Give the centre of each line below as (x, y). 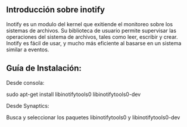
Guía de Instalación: (44, 68)
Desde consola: (25, 82)
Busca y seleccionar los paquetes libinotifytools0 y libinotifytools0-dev (93, 117)
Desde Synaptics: (28, 106)
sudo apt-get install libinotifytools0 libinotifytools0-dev (74, 94)
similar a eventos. (28, 49)
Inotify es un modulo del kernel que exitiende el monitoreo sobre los (90, 24)
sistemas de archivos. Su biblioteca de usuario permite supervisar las (91, 30)
